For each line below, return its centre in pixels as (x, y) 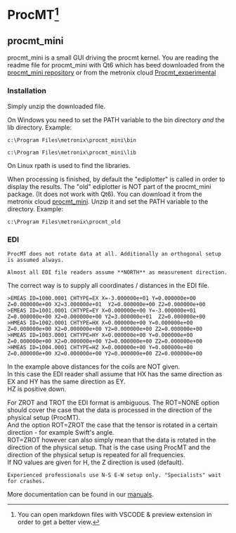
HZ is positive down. (37, 389)
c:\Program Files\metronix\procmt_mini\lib (72, 152)
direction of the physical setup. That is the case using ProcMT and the (109, 447)
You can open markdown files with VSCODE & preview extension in (114, 514)
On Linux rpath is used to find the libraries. (69, 165)
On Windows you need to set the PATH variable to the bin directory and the (116, 119)
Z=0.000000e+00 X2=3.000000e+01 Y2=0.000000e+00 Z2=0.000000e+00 (106, 304)
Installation (27, 91)
